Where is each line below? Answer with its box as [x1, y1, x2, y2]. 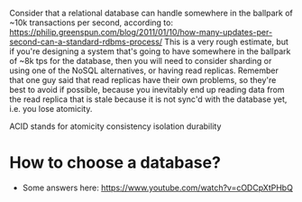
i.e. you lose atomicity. [9, 104, 93, 114]
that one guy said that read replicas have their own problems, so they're [9, 75, 277, 85]
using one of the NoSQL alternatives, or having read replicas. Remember [9, 65, 279, 76]
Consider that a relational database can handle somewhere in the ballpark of [9, 8, 293, 18]
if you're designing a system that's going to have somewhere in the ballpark [9, 46, 291, 57]
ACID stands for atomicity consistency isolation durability [9, 121, 222, 132]
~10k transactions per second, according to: [9, 17, 174, 28]
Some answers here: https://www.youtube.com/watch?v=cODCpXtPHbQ [22, 182, 293, 193]
